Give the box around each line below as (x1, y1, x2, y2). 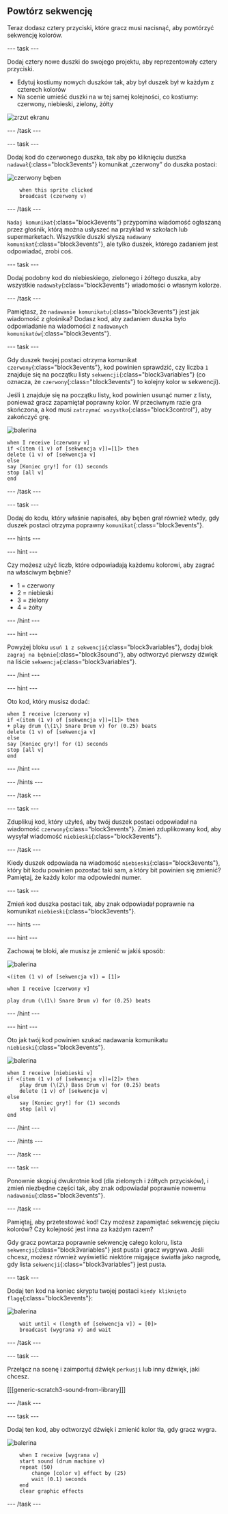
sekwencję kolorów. (7, 31, 63, 39)
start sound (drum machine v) (19, 1458, 106, 1465)
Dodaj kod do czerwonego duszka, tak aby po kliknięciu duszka (7, 153, 186, 161)
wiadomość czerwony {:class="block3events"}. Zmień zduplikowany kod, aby (7, 824, 222, 833)
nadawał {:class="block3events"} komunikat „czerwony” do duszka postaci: (7, 160, 217, 168)
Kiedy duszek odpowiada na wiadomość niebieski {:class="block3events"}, (7, 859, 220, 867)
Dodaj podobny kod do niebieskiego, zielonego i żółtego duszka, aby (7, 273, 201, 281)
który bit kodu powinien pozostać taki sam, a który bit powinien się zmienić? (7, 866, 221, 874)
